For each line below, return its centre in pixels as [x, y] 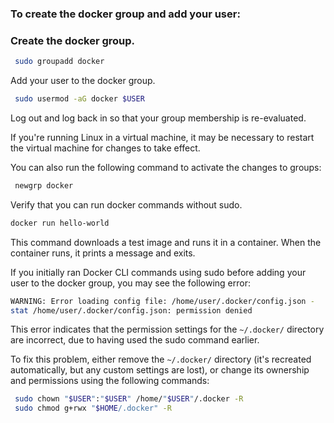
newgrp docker [44, 185]
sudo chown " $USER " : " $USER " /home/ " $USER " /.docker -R [129, 399]
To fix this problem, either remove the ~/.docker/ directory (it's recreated [161, 359]
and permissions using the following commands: [110, 381]
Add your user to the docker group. [83, 81]
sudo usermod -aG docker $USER [79, 99]
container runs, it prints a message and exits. [103, 253]
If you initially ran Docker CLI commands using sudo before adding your [158, 272]
